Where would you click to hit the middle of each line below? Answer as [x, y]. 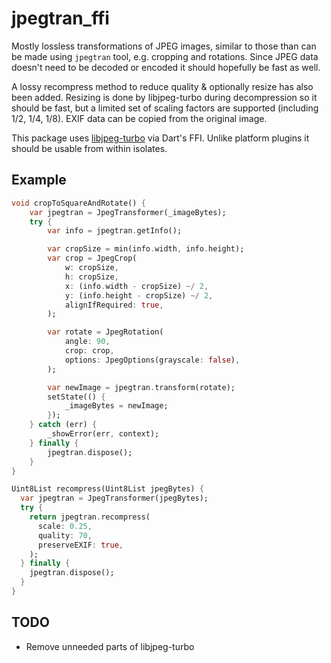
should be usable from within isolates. [89, 148]
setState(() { [76, 397]
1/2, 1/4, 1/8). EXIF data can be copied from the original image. [139, 118]
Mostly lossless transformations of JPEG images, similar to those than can [164, 46]
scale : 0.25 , [65, 526]
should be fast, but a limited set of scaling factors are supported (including [165, 108]
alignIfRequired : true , [114, 305]
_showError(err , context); [103, 434]
